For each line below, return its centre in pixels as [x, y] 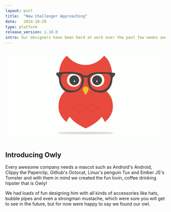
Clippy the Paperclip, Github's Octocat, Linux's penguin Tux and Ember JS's [85, 172]
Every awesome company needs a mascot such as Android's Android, [79, 167]
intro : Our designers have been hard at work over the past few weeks [82, 38]
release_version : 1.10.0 [32, 32]
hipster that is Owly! [26, 184]
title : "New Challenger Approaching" [46, 16]
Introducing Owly [33, 155]
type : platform [21, 27]
